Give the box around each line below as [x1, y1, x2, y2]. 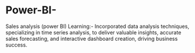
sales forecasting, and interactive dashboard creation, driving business [5, 35, 178, 42]
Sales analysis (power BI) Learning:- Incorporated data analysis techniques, [5, 23, 190, 30]
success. [5, 41, 28, 48]
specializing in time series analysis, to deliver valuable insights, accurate [5, 29, 181, 36]
